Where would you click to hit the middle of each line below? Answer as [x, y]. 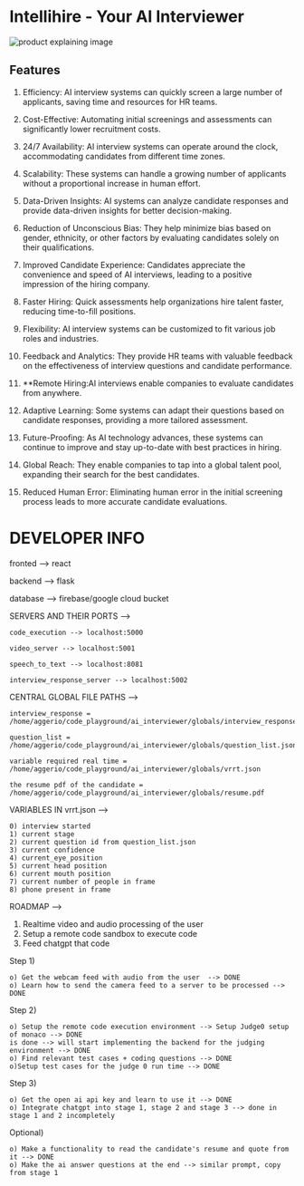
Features [35, 70]
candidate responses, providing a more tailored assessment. [135, 419]
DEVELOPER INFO [77, 538]
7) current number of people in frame [82, 882]
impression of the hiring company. [86, 284]
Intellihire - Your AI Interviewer [127, 17]
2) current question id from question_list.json [103, 842]
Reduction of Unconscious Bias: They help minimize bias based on [147, 227]
